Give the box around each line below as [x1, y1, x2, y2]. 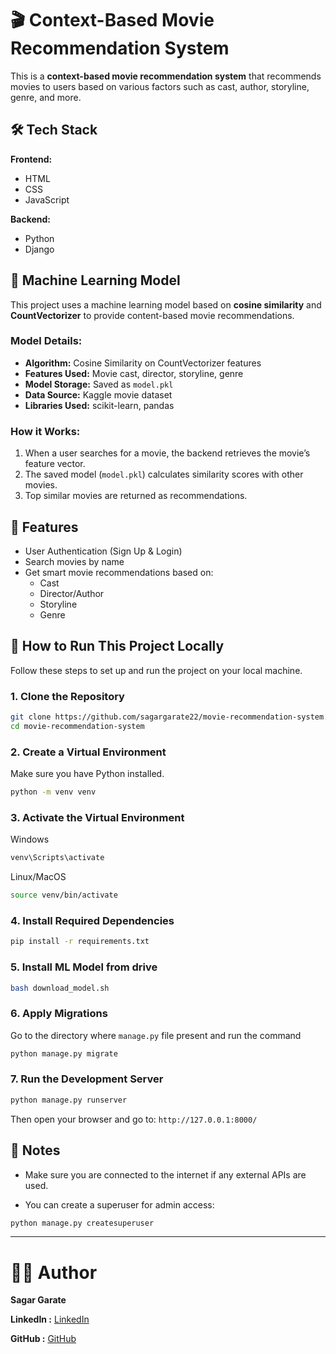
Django [24, 243, 55, 255]
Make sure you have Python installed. [10, 768, 165, 780]
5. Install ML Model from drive [10, 960, 158, 974]
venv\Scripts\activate [10, 853, 105, 863]
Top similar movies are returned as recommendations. [24, 490, 248, 502]
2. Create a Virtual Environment [10, 745, 167, 759]
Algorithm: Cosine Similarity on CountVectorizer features [24, 357, 262, 369]
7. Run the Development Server [10, 1072, 164, 1086]
